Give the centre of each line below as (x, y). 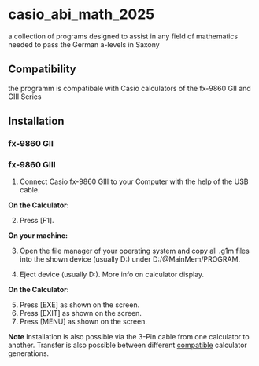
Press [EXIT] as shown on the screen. (80, 313)
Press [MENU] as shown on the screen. (83, 322)
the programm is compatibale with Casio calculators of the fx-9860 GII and (130, 88)
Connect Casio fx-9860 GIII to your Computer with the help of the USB (134, 181)
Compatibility (42, 70)
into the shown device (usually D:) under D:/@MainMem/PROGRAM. (130, 259)
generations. (29, 353)
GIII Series (25, 97)
